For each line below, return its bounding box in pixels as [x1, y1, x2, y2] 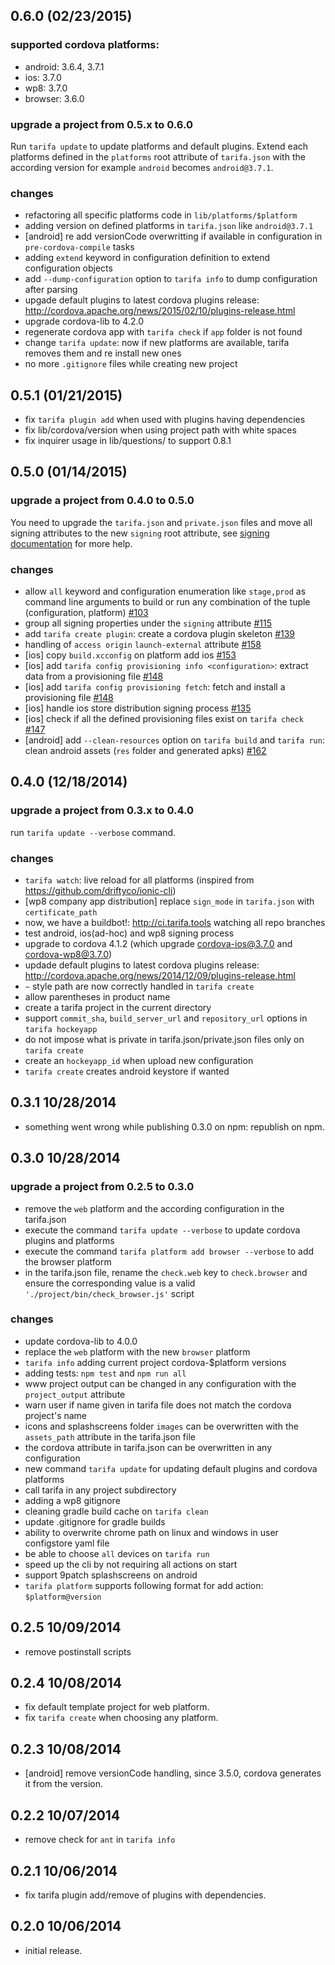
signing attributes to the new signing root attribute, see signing [10, 527, 270, 539]
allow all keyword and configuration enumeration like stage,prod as [24, 585, 307, 598]
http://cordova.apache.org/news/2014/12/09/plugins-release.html [24, 970, 296, 982]
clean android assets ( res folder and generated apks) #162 [24, 745, 267, 757]
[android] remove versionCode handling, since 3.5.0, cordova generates [24, 1767, 322, 1779]
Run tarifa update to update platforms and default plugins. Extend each [10, 140, 309, 152]
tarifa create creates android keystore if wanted [24, 1065, 230, 1078]
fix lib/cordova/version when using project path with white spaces [24, 424, 297, 436]
